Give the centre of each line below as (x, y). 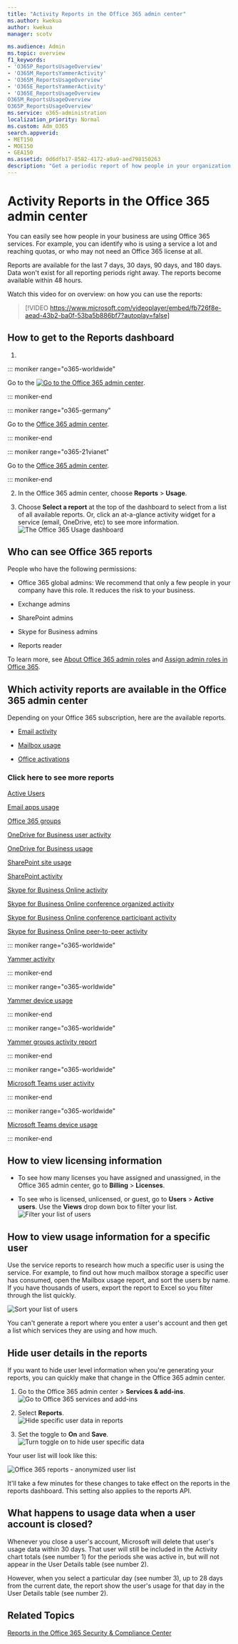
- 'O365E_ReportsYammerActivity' (57, 86)
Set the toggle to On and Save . (63, 1434)
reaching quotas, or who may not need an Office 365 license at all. (105, 251)
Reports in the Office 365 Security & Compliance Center (90, 1633)
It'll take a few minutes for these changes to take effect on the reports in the (119, 1483)
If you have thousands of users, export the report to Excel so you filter (110, 1288)
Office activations (43, 759)
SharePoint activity (35, 876)
